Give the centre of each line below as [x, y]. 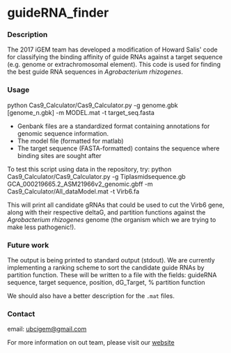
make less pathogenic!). [42, 227]
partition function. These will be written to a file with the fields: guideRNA [112, 275]
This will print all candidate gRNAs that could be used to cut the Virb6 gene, [116, 205]
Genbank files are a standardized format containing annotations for [113, 126]
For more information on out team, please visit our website [91, 343]
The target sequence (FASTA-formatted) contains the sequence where [118, 148]
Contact [21, 314]
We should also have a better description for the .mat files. [91, 296]
